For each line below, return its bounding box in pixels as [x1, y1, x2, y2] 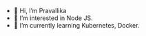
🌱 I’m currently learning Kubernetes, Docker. [13, 21, 140, 29]
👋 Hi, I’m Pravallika [13, 7, 67, 15]
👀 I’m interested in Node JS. [13, 14, 93, 22]
